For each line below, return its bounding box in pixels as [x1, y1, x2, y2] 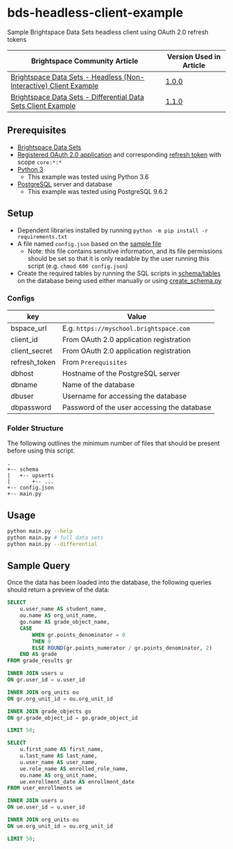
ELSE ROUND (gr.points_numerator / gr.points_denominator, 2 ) [32, 645, 213, 652]
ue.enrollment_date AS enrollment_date [19, 778, 135, 785]
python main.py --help [7, 527, 73, 535]
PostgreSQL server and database [17, 179, 112, 188]
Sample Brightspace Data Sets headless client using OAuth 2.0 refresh [7, 28, 209, 36]
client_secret [10, 346, 53, 355]
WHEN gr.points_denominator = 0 [32, 631, 126, 638]
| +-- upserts [7, 472, 54, 479]
